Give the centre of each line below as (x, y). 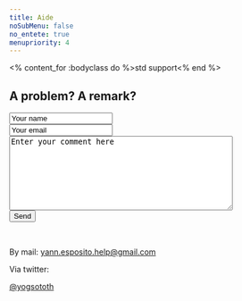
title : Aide (31, 17)
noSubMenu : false (42, 26)
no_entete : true (39, 34)
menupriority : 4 (39, 42)
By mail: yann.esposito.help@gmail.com (83, 252)
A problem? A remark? (73, 96)
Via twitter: (29, 270)
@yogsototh (32, 287)
